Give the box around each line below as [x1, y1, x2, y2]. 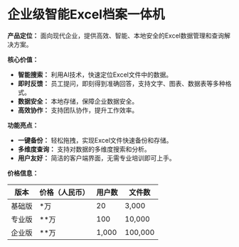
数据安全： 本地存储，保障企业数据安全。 [17, 97, 139, 105]
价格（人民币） [39, 187, 90, 197]
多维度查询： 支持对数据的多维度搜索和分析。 [17, 145, 151, 153]
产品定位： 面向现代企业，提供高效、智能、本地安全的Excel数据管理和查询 [7, 31, 225, 40]
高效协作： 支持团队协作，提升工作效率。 [17, 106, 139, 114]
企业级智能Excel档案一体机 [7, 6, 165, 23]
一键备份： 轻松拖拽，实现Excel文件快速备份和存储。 [17, 136, 173, 144]
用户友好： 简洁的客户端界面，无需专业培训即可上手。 [17, 153, 176, 162]
